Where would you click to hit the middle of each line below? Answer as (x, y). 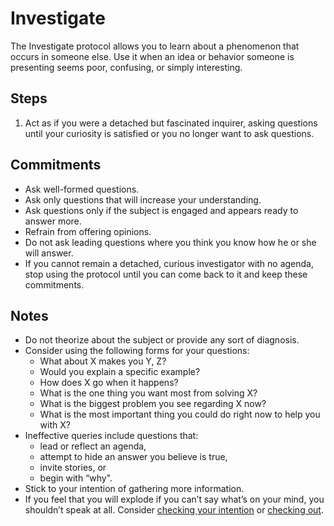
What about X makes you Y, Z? (103, 361)
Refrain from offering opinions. (88, 231)
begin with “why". (76, 478)
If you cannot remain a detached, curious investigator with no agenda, (169, 263)
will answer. (49, 253)
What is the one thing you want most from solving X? (148, 393)
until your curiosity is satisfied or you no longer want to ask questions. (169, 133)
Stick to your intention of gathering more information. (134, 489)
